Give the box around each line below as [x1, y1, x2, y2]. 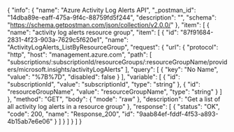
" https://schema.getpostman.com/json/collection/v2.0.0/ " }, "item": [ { [7, 21, 210, 29]
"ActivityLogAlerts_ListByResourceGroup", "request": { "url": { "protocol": [7, 43, 219, 51]
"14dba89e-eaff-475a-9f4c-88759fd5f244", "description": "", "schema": [7, 13, 217, 22]
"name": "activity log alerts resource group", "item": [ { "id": [7, 28, 180, 36]
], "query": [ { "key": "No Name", [125, 66, 219, 73]
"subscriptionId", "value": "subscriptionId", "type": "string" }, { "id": [7, 80, 200, 88]
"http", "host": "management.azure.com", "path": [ [7, 50, 152, 59]
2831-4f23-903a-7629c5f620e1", [7, 36, 103, 44]
